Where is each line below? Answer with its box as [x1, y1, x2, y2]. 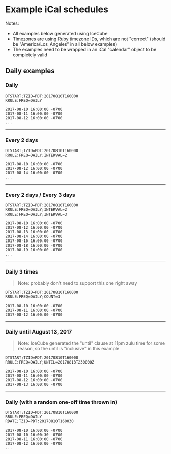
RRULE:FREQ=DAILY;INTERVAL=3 [5, 212, 67, 217]
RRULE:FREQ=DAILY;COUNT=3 [5, 294, 60, 299]
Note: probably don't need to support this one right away [17, 280, 137, 286]
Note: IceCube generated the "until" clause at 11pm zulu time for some [17, 340, 165, 346]
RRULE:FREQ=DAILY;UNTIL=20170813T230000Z [5, 359, 95, 365]
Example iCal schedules [5, 4, 108, 15]
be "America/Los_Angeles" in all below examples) [12, 41, 117, 47]
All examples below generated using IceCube [12, 30, 108, 36]
